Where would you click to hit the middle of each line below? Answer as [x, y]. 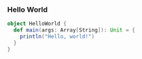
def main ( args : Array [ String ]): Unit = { [74, 30]
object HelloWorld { [37, 24]
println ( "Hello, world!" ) [57, 37]
